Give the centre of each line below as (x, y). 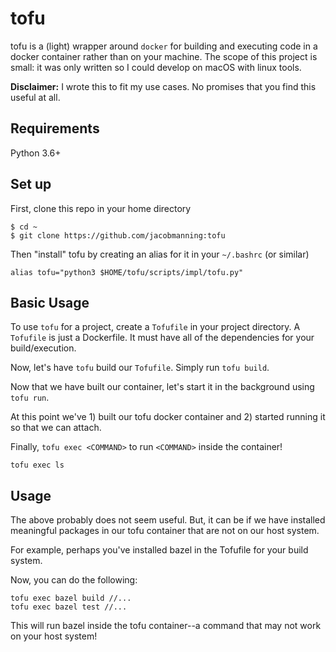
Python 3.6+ (36, 153)
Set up (31, 184)
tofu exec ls (37, 465)
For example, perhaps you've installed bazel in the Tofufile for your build (159, 550)
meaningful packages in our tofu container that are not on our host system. (165, 531)
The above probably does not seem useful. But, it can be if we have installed (168, 520)
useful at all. (35, 97)
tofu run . (30, 398)
